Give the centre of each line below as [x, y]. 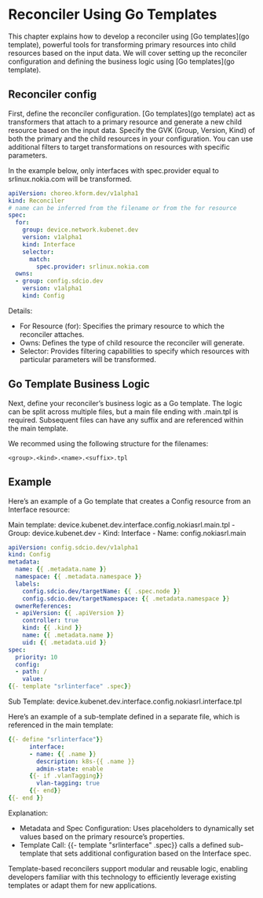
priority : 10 [37, 657]
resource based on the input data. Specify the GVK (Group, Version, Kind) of [131, 130]
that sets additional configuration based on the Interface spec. [151, 853]
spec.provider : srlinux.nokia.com [93, 266]
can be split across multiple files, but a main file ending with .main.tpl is [123, 412]
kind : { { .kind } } [52, 628]
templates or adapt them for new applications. [82, 885]
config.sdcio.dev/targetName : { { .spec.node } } [101, 591]
